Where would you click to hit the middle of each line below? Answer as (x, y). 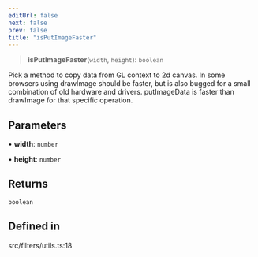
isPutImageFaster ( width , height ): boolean (95, 60)
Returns (28, 184)
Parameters (37, 125)
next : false (28, 23)
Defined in (34, 227)
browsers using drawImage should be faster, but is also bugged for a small (129, 84)
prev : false (28, 30)
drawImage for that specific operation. (71, 100)
